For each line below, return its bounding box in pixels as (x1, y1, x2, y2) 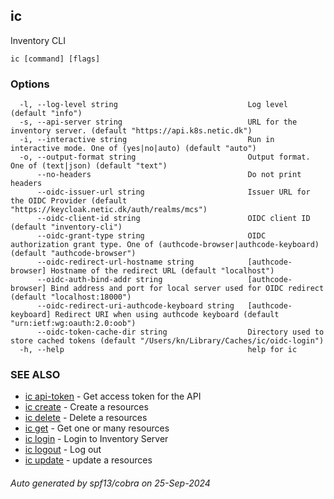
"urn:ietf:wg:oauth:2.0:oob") (10, 319, 137, 329)
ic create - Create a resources (24, 401, 149, 413)
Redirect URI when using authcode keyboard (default (54, 310, 280, 320)
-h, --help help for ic (19, 345, 298, 355)
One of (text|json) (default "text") (10, 161, 168, 171)
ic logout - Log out (24, 444, 102, 456)
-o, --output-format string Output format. (19, 152, 311, 163)
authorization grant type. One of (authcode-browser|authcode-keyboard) (10, 240, 320, 250)
